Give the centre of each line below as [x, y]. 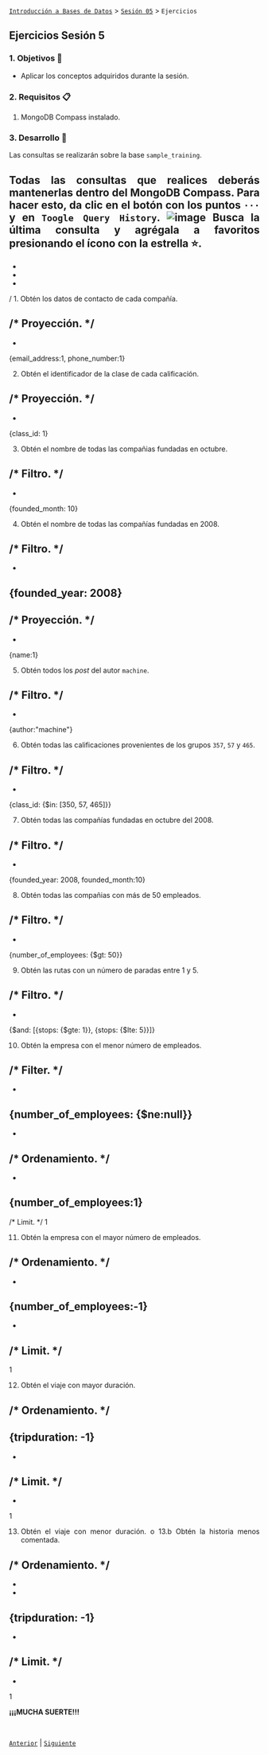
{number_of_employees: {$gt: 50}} [66, 954]
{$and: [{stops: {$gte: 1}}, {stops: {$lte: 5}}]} [82, 1030]
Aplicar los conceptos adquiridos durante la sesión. [105, 76]
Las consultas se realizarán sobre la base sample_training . [105, 155]
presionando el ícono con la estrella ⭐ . [105, 243]
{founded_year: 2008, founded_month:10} [77, 879]
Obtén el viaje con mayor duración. [78, 1385]
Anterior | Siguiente [43, 1742]
